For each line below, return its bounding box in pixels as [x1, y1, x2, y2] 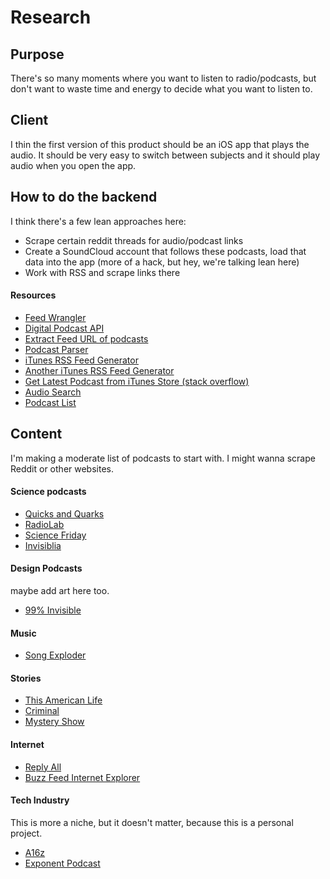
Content [10, 426, 63, 443]
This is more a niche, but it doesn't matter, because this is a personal [10, 816, 294, 828]
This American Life [24, 694, 103, 706]
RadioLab [24, 518, 65, 530]
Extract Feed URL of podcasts [24, 332, 149, 345]
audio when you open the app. [10, 159, 137, 171]
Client [10, 112, 49, 129]
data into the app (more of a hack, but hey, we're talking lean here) [24, 256, 300, 268]
